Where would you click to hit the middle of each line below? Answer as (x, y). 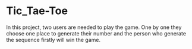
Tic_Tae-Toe (37, 11)
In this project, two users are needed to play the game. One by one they (94, 27)
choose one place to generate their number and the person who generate (96, 33)
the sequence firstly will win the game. (53, 40)
